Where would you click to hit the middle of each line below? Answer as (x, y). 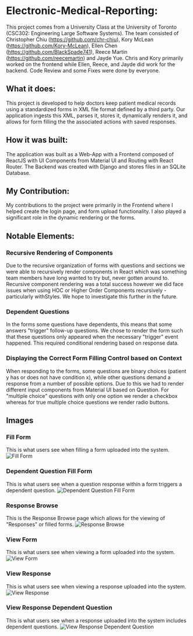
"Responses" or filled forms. (40, 524)
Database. (18, 173)
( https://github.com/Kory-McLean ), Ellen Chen (62, 46)
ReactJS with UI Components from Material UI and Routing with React (90, 160)
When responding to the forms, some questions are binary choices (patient (96, 371)
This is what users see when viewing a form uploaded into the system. (91, 552)
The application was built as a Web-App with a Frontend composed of (90, 154)
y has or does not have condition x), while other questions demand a (88, 377)
